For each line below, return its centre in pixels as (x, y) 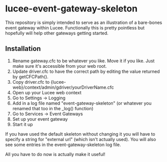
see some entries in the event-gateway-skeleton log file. (63, 145)
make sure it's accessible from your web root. (59, 66)
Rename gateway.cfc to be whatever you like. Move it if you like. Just (83, 61)
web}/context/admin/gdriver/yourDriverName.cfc (63, 87)
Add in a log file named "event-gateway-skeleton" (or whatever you (82, 103)
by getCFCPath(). (30, 77)
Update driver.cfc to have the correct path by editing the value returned (86, 71)
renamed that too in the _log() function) (53, 108)
